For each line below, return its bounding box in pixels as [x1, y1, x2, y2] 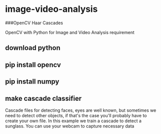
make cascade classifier [5, 94, 82, 102]
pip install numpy [5, 78, 59, 86]
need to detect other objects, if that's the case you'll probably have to [5, 112, 147, 118]
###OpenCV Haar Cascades [5, 20, 63, 26]
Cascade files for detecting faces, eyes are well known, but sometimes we [5, 107, 157, 113]
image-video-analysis [5, 3, 98, 15]
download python [5, 44, 61, 52]
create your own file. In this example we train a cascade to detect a [5, 118, 142, 124]
